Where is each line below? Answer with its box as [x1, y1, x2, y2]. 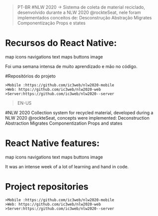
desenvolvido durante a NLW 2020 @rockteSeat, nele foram [17, 9, 141, 15]
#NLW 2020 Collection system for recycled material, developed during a [5, 109, 154, 116]
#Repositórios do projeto [5, 73, 56, 79]
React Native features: [5, 138, 100, 149]
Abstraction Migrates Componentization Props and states [5, 120, 123, 126]
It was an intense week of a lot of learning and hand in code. [5, 163, 129, 169]
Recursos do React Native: [5, 37, 117, 49]
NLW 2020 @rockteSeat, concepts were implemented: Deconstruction [5, 115, 150, 121]
